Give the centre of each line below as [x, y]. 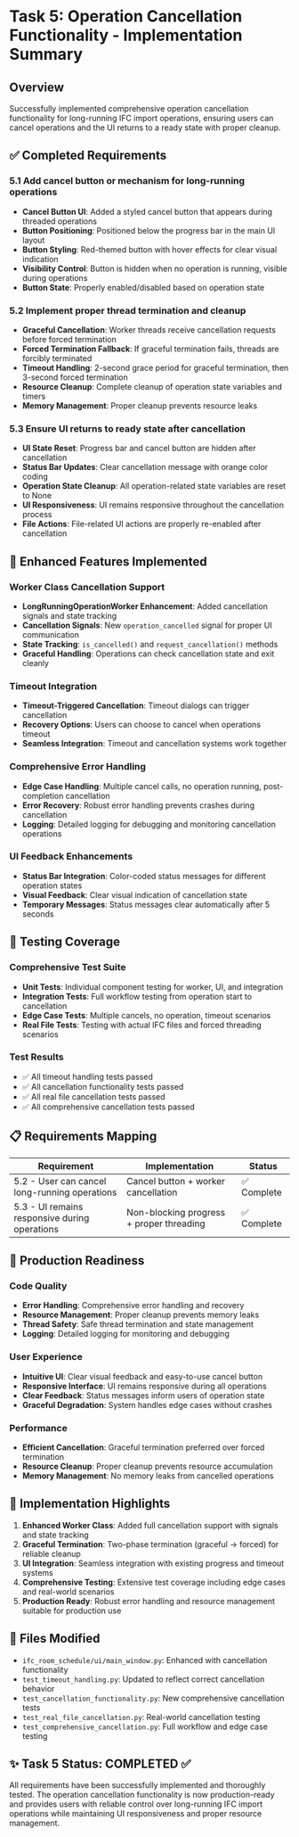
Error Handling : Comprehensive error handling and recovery [133, 1306]
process [37, 515]
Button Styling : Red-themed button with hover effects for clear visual [149, 249]
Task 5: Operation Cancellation [126, 16]
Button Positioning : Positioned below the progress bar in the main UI [149, 230]
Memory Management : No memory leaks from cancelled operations [148, 1475]
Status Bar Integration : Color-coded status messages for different [144, 876]
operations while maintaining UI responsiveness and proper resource [136, 1814]
